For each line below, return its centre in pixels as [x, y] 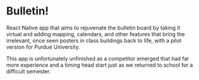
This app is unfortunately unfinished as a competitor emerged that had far [98, 58]
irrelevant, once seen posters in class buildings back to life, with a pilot [94, 40]
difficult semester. [29, 71]
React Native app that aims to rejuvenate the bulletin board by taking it [93, 28]
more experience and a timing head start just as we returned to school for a [100, 65]
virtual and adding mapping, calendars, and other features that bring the [96, 34]
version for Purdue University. [43, 47]
